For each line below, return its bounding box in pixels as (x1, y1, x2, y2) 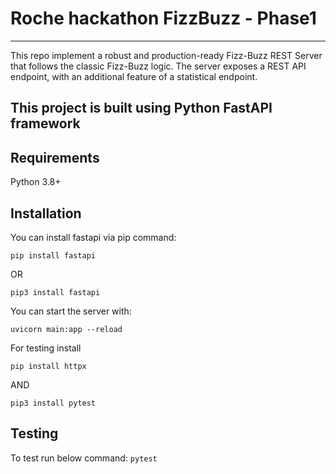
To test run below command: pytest (10, 452, 158, 464)
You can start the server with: (10, 305, 132, 317)
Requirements (10, 149, 100, 166)
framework (10, 115, 81, 132)
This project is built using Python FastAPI (10, 100, 273, 117)
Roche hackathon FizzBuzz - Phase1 (10, 7, 317, 30)
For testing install (10, 342, 82, 354)
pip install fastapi (10, 250, 97, 261)
